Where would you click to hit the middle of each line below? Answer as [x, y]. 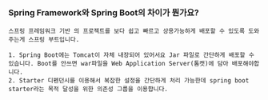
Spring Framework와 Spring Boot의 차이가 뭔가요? [104, 12]
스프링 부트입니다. [54, 40]
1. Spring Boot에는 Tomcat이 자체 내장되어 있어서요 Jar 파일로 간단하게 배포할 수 [131, 55]
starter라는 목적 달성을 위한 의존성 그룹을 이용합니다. [88, 90]
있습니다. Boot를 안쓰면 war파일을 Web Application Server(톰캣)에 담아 [118, 64]
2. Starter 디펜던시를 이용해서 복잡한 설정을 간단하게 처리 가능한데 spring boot [129, 81]
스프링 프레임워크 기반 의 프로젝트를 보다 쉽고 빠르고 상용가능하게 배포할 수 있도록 [127, 31]
